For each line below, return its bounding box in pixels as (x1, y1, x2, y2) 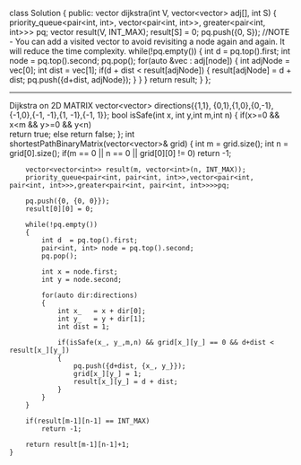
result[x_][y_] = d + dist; (73, 377, 178, 386)
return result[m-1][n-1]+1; (25, 440, 130, 449)
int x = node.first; (41, 268, 118, 276)
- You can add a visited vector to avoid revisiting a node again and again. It (9, 36, 285, 47)
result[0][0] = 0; (25, 205, 94, 214)
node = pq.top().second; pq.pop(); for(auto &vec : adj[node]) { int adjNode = (9, 56, 291, 66)
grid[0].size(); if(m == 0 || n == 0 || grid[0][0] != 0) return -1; (9, 148, 232, 158)
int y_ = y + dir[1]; (56, 314, 146, 323)
